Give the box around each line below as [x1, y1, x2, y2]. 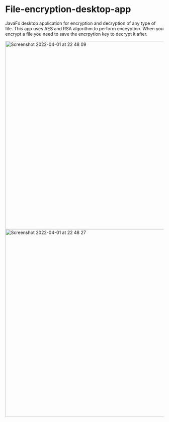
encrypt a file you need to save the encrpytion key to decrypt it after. [5, 31, 147, 37]
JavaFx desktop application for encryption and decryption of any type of [5, 20, 156, 26]
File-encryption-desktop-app [5, 4, 131, 15]
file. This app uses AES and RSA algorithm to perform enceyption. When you [5, 25, 164, 31]
